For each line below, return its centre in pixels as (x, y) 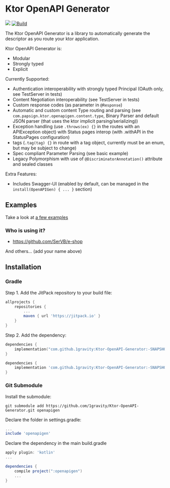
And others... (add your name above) (44, 251)
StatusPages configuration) (41, 137)
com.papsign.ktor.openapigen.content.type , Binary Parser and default (86, 116)
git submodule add (25, 406)
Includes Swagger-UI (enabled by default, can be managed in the (81, 183)
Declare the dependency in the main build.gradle (56, 443)
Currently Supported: (27, 79)
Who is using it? (25, 230)
